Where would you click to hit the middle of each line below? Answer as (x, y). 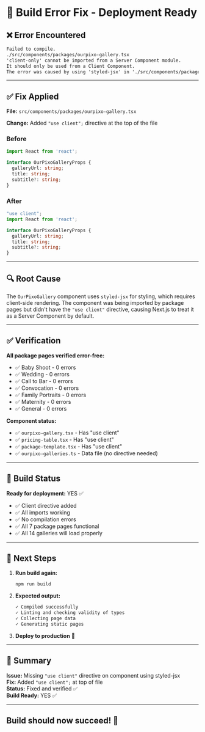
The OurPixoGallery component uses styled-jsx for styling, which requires (101, 296)
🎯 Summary (29, 661)
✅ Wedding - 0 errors (42, 374)
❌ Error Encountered (46, 35)
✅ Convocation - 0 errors (47, 388)
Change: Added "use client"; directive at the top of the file (82, 123)
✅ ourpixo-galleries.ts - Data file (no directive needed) (87, 453)
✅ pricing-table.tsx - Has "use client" (64, 439)
